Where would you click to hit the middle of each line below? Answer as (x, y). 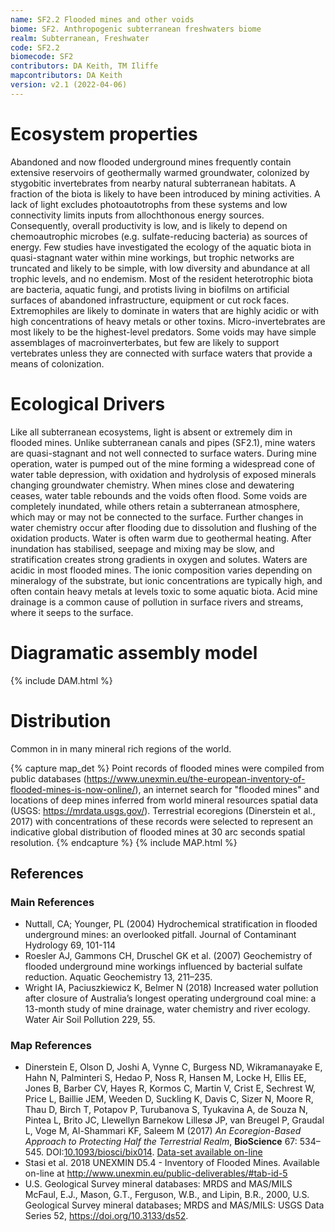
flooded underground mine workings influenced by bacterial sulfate (163, 967)
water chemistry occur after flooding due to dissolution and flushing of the (163, 527)
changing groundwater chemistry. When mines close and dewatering (152, 485)
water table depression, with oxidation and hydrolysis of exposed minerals (163, 474)
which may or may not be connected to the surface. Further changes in (157, 517)
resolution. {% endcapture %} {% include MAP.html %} (124, 842)
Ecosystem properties (104, 133)
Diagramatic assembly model (134, 652)
